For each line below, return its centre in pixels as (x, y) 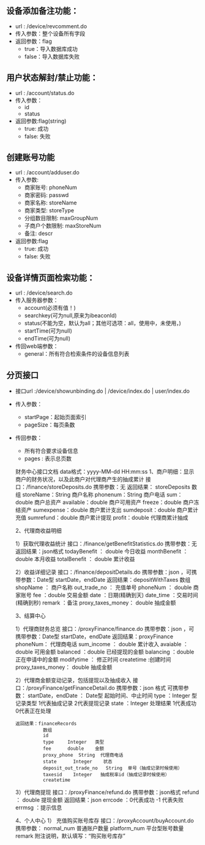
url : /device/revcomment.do (51, 26)
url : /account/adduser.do (47, 172)
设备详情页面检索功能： (50, 278)
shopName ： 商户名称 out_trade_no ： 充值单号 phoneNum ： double (103, 587)
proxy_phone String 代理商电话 (83, 755)
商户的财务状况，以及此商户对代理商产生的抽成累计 (80, 479)
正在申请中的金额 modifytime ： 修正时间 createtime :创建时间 (93, 660)
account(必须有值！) (50, 308)
